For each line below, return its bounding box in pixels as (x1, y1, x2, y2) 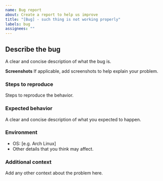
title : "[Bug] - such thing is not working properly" (5, 17, 121, 22)
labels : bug (5, 21, 30, 27)
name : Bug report (5, 7, 42, 13)
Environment (5, 129, 38, 136)
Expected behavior (5, 105, 53, 112)
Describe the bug (5, 45, 61, 54)
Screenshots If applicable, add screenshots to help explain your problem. (5, 68, 158, 74)
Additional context (5, 158, 52, 165)
